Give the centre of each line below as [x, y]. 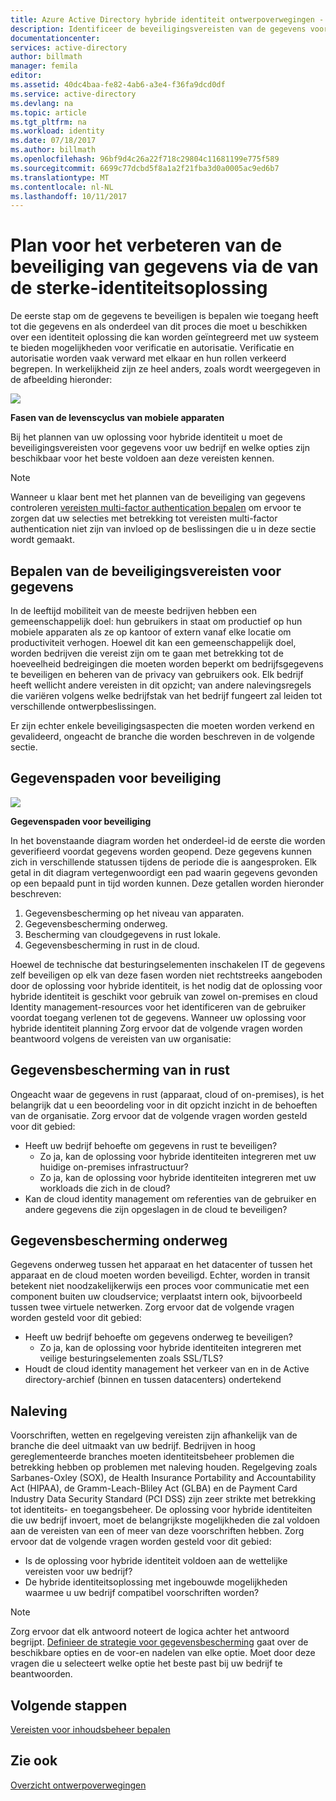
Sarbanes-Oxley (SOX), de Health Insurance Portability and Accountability [163, 1478]
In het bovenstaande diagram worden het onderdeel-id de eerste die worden [168, 840]
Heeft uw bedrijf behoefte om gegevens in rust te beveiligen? [151, 1145]
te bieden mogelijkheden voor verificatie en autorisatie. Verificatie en [152, 348]
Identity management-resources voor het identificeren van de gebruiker [158, 1007]
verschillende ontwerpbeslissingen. [83, 706]
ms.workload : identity [57, 131]
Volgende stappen [69, 1705]
